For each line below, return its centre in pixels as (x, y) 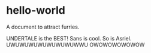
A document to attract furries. (43, 27)
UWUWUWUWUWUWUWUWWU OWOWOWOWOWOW (75, 45)
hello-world (36, 10)
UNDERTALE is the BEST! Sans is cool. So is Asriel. (69, 38)
